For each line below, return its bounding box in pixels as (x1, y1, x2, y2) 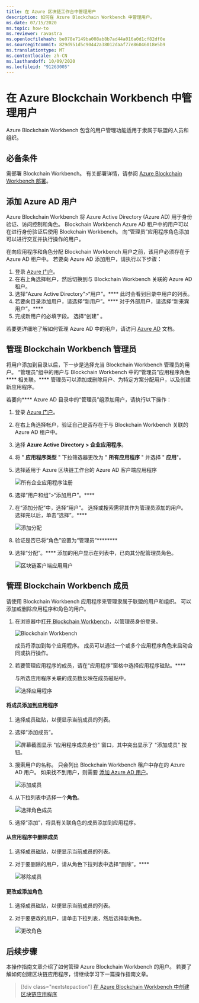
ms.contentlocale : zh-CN (6, 53, 68, 59)
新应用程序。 (6, 383, 37, 390)
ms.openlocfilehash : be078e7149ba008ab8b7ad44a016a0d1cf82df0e (6, 36, 166, 42)
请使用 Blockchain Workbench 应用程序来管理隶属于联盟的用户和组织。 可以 (6, 598, 191, 605)
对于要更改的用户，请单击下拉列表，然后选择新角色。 (14, 915, 145, 922)
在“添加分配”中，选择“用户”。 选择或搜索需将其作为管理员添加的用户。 (14, 504, 187, 511)
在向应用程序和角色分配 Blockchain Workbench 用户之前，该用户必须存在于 (6, 248, 190, 255)
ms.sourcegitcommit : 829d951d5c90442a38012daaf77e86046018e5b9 (6, 42, 166, 48)
